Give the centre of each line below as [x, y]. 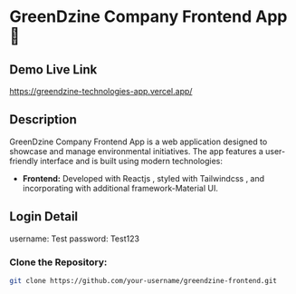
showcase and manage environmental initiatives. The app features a [137, 151]
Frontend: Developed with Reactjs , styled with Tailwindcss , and [143, 178]
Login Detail [44, 216]
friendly [24, 161]
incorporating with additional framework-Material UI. [120, 188]
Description [43, 120]
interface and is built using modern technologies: [132, 161]
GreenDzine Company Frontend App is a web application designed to [138, 142]
